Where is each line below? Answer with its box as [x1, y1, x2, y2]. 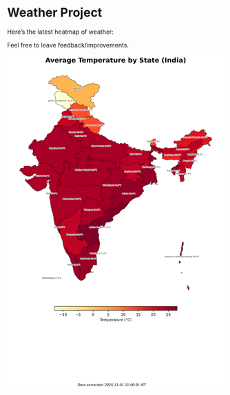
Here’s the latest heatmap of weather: [7, 28, 114, 36]
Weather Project [7, 5, 103, 21]
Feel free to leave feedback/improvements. [7, 41, 129, 49]
